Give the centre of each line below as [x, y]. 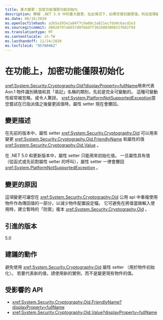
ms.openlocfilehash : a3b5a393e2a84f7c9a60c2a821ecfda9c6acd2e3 [70, 23]
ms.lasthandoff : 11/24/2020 [33, 41]
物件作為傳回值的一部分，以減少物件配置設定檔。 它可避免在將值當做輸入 [78, 203]
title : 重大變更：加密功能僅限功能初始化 [42, 9]
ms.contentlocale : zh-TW [30, 37]
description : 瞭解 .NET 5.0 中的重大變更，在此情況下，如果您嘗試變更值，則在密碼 [81, 14]
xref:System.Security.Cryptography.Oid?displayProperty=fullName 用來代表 [80, 85]
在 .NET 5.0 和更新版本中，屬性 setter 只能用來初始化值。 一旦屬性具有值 [78, 155]
